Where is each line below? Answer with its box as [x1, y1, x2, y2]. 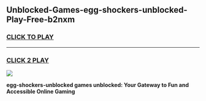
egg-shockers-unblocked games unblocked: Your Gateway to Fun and [6, 81, 189, 88]
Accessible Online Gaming [6, 88, 75, 95]
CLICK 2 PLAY [6, 56, 49, 64]
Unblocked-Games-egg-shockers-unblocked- [6, 5, 188, 15]
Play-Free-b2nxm [6, 15, 75, 25]
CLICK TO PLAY [6, 33, 54, 42]
